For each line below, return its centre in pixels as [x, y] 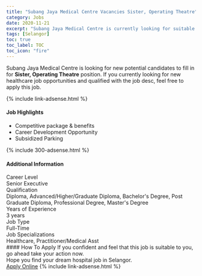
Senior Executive [27, 184]
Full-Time [18, 228]
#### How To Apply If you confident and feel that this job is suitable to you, [100, 247]
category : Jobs [25, 17]
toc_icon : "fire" [28, 51]
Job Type [18, 222]
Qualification [22, 190]
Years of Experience [31, 209]
